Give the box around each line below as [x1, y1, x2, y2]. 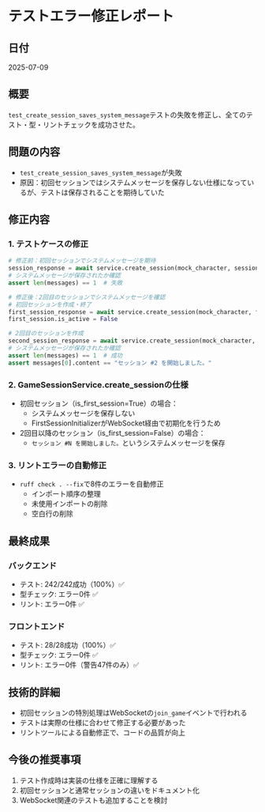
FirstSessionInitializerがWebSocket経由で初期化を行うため [31, 418, 221, 428]
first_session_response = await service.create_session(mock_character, [8, 308, 252, 316]
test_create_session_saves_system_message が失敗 [19, 168, 183, 177]
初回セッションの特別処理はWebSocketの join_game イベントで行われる [19, 708, 248, 718]
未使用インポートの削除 [31, 499, 108, 508]
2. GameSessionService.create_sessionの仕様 [8, 379, 189, 390]
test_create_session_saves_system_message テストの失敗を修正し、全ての [8, 110, 247, 119]
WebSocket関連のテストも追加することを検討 [19, 795, 168, 805]
